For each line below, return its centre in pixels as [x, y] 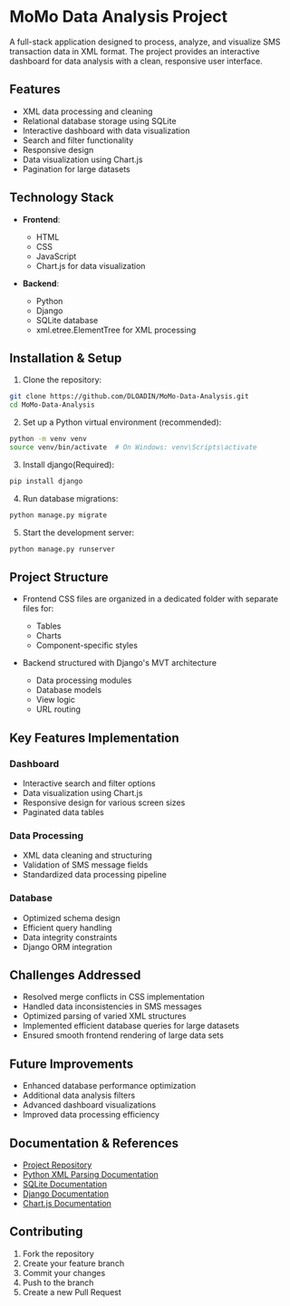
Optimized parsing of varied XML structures [104, 1016]
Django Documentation [65, 1194]
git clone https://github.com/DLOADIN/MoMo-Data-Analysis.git [129, 397]
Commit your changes [64, 1272]
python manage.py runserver [63, 549]
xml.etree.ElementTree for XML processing [116, 330]
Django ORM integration [68, 946]
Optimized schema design [71, 917]
